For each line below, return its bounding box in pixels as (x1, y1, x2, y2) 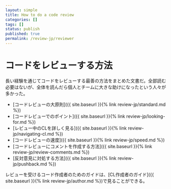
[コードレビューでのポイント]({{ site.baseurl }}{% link (12, 113, 126, 119)
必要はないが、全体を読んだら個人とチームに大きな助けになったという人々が (5, 84, 166, 90)
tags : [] (5, 22, 24, 27)
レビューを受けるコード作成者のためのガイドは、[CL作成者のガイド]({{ (5, 171, 154, 177)
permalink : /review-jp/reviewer (5, 36, 74, 41)
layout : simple (5, 7, 38, 13)
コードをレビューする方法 (5, 60, 113, 72)
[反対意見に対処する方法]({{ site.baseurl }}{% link (12, 155, 116, 161)
